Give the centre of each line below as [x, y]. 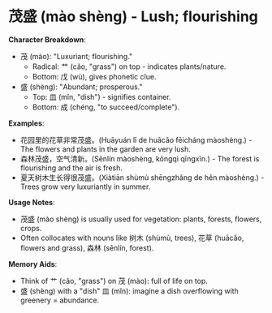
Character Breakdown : [47, 39]
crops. [31, 228]
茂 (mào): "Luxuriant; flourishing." [76, 56]
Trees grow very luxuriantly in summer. [85, 187]
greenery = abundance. [60, 300]
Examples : [26, 123]
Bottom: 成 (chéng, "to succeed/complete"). [106, 107]
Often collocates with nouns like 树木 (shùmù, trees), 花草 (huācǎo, [132, 238]
